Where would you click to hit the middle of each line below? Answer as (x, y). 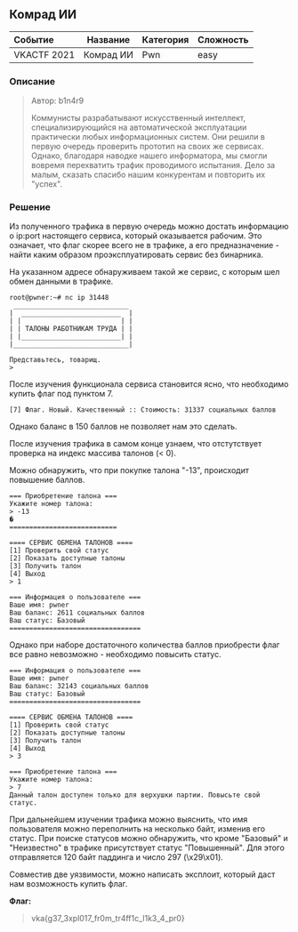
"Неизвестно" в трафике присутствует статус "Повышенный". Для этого (147, 848)
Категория (165, 39)
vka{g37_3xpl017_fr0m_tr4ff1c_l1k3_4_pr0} (108, 919)
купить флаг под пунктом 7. (61, 394)
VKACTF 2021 (44, 54)
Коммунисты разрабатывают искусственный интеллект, (138, 118)
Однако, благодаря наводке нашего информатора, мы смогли (149, 156)
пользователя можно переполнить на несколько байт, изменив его (137, 829)
